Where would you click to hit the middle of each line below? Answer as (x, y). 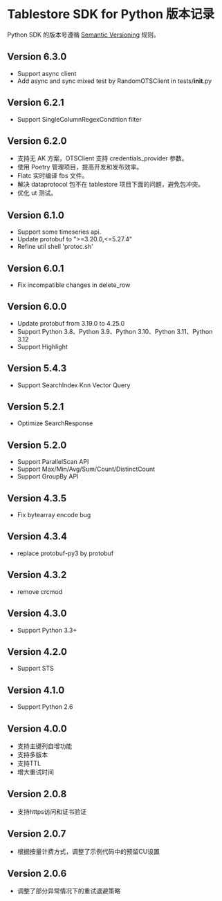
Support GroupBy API (48, 476)
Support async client (47, 73)
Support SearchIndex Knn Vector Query (74, 385)
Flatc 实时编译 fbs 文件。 (53, 176)
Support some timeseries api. (59, 232)
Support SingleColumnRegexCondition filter (79, 119)
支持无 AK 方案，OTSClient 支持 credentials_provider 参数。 (102, 158)
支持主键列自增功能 (45, 746)
